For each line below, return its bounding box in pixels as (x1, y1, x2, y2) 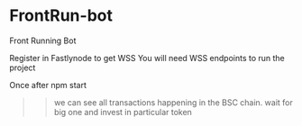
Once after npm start (9, 79, 87, 90)
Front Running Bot (9, 35, 77, 46)
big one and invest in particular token (53, 106, 192, 117)
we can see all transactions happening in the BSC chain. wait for (53, 96, 293, 108)
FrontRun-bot (9, 5, 113, 26)
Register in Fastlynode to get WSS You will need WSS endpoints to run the (9, 52, 286, 63)
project (9, 62, 36, 73)
